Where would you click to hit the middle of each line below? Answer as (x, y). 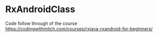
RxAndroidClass (40, 9)
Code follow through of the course (41, 23)
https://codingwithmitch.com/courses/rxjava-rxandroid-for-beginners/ (79, 28)
